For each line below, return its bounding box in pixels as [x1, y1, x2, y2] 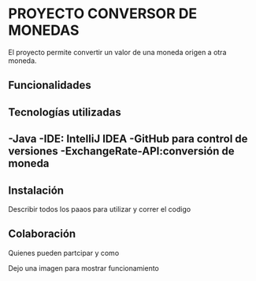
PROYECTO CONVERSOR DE [8, 5, 198, 23]
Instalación [8, 183, 65, 197]
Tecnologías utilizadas [8, 105, 121, 119]
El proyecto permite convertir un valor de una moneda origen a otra [8, 47, 227, 57]
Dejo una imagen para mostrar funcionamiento [8, 263, 159, 272]
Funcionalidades [8, 79, 92, 92]
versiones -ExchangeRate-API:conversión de [8, 145, 235, 158]
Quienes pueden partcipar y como [8, 248, 120, 257]
